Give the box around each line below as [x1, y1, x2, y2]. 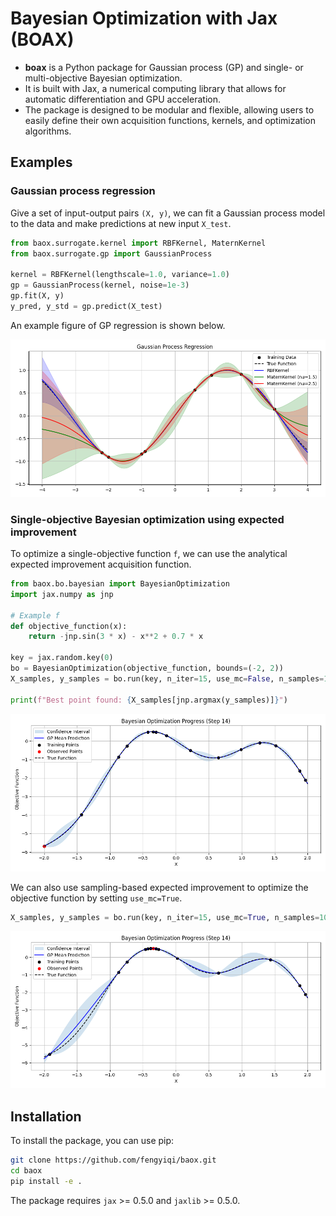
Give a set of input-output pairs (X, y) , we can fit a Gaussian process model [10, 207, 326, 219]
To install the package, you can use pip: [10, 1135, 175, 1147]
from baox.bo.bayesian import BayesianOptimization [10, 579, 230, 589]
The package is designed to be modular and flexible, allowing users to [24, 103, 315, 116]
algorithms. [24, 125, 72, 137]
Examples [10, 154, 73, 171]
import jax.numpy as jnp [10, 589, 114, 599]
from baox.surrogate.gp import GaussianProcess [10, 248, 213, 259]
